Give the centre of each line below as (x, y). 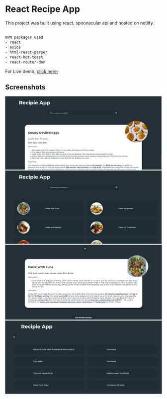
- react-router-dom (25, 62)
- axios (13, 47)
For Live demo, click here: (32, 72)
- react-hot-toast (24, 57)
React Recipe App (43, 9)
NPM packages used (24, 38)
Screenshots (25, 87)
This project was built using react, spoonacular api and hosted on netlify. (80, 23)
